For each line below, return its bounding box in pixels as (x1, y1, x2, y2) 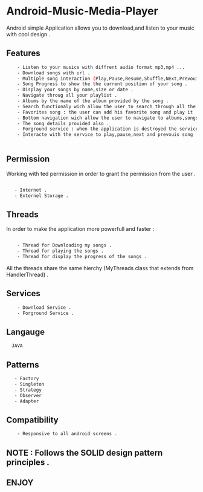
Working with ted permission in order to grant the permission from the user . (6, 170, 196, 177)
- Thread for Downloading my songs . (17, 242, 112, 248)
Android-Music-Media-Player (6, 4, 158, 18)
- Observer (14, 392, 42, 398)
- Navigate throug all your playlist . (17, 92, 118, 99)
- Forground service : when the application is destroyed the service (17, 126, 199, 132)
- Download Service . (17, 304, 71, 311)
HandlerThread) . (6, 271, 49, 278)
